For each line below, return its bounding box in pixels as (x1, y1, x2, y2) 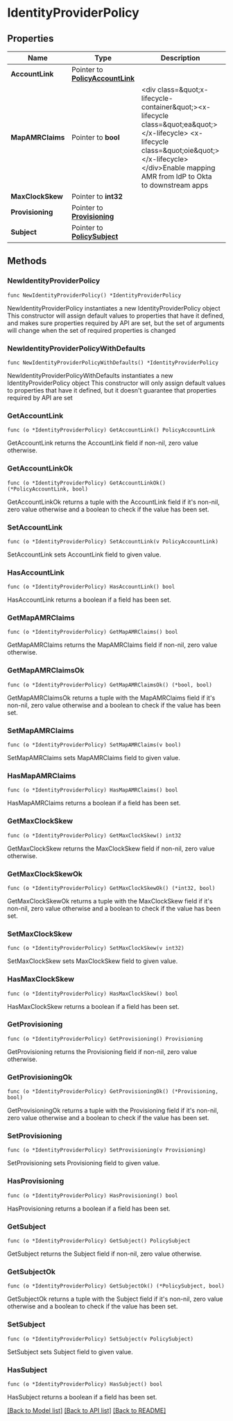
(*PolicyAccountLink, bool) (7, 485, 89, 493)
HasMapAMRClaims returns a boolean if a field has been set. (7, 799, 181, 807)
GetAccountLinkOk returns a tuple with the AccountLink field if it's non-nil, (7, 498, 220, 506)
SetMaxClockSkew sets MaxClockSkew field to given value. (7, 957, 178, 965)
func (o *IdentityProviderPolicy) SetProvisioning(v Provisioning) (7, 1147, 207, 1154)
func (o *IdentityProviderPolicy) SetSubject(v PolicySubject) (7, 1336, 194, 1342)
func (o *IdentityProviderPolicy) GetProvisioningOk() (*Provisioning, (7, 1088, 218, 1095)
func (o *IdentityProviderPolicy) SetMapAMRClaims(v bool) (7, 741, 182, 748)
